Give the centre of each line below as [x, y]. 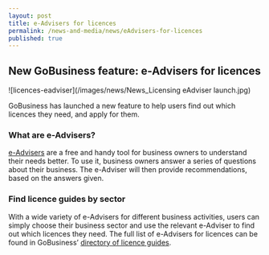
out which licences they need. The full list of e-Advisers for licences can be [133, 233]
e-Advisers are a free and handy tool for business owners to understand [128, 153]
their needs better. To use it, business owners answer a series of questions [132, 161]
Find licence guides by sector [67, 199]
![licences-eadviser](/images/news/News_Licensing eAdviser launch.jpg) [130, 90]
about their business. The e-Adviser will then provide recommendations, [128, 170]
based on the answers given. [56, 179]
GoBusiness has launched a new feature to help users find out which [122, 106]
